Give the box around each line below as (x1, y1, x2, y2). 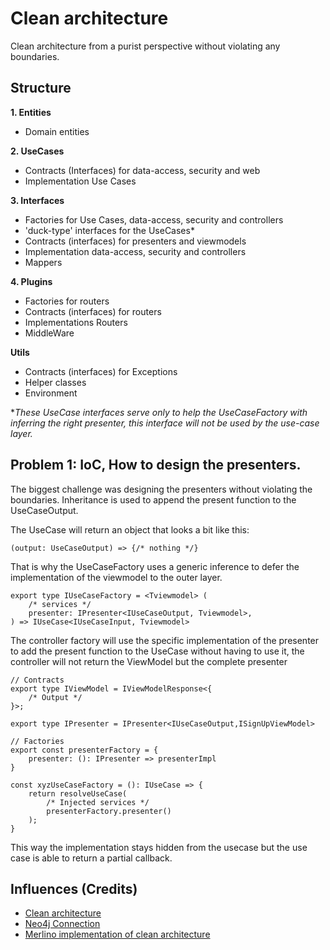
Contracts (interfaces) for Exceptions (24, 365, 178, 377)
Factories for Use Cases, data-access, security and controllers (24, 213, 284, 226)
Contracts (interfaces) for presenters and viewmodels (24, 235, 247, 247)
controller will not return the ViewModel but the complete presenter (10, 655, 288, 667)
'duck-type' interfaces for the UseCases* (24, 224, 195, 236)
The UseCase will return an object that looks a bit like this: (10, 523, 250, 536)
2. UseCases (10, 145, 65, 157)
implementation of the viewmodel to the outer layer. (10, 571, 223, 583)
